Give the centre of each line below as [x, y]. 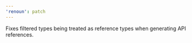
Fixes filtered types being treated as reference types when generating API [96, 28]
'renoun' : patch [25, 11]
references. [20, 34]
